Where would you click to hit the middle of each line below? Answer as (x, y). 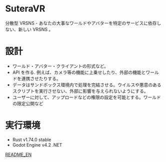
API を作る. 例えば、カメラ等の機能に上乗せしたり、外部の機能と (79, 72)
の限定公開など (28, 103)
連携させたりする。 (41, 78)
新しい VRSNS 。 (36, 29)
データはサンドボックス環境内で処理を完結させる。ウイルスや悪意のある (87, 85)
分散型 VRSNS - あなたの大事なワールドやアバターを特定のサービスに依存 (81, 23)
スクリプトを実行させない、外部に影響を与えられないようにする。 (80, 91)
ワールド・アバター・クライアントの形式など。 (60, 66)
